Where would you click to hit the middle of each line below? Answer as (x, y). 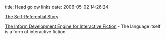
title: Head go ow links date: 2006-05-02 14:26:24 (57, 7)
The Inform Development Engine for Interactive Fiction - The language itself (83, 26)
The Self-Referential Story (32, 17)
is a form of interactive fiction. (36, 32)
